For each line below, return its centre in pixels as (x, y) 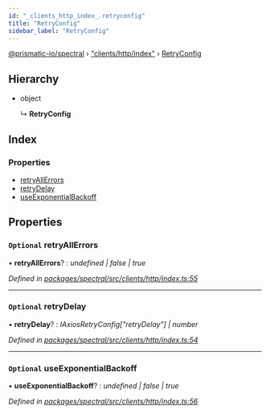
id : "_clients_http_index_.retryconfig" (77, 16)
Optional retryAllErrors (53, 245)
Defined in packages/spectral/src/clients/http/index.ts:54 (103, 340)
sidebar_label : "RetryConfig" (59, 31)
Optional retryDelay (47, 307)
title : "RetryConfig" (45, 23)
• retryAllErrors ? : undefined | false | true (77, 263)
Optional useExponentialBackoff (73, 368)
